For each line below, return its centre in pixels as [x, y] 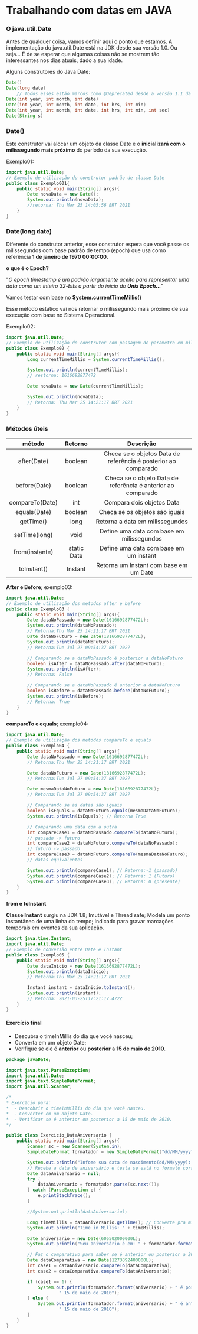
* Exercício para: [29, 1103]
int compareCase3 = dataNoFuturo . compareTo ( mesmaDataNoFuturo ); [108, 854]
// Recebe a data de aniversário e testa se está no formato [104, 1168]
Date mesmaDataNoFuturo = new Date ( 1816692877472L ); [93, 789]
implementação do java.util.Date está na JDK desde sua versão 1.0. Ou [92, 48]
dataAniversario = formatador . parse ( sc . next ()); [98, 1185]
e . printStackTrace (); [64, 1196]
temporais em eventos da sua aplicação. [55, 928]
